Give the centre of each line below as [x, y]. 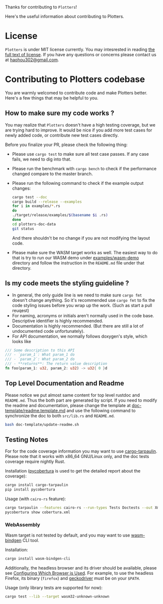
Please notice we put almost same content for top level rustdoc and [72, 395]
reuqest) [21, 310]
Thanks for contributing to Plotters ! [41, 7]
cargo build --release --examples [47, 202]
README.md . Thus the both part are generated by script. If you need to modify [81, 400]
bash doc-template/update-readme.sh [42, 424]
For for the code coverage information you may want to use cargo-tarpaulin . [81, 451]
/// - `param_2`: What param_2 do [40, 359]
